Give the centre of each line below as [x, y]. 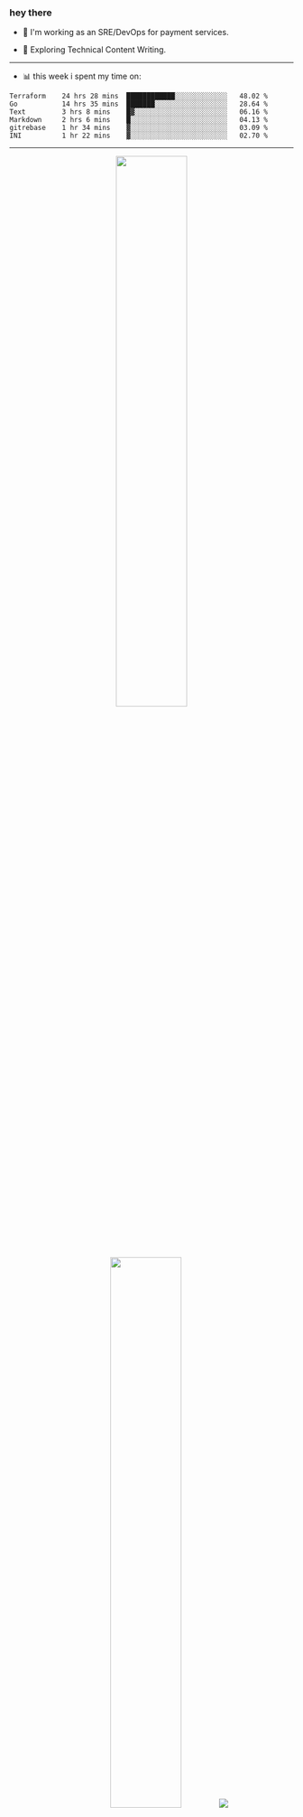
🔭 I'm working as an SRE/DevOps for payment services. [125, 33]
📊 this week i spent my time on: [82, 76]
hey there [31, 13]
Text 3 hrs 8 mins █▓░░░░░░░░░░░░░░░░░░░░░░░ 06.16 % [139, 112]
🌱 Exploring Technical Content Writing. [94, 50]
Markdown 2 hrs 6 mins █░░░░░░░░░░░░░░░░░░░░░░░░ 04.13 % [139, 120]
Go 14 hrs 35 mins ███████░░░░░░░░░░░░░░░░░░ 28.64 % [139, 104]
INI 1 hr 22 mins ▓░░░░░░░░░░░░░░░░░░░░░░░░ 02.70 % [139, 136]
